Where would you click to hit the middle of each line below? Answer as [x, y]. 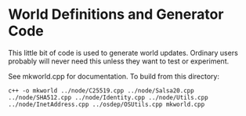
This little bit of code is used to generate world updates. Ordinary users [123, 53]
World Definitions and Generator [116, 14]
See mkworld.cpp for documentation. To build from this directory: [114, 76]
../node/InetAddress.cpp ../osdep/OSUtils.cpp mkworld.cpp [107, 104]
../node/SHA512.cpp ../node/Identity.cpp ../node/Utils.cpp [109, 97]
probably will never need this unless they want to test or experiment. [119, 61]
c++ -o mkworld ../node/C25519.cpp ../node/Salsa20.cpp [101, 91]
